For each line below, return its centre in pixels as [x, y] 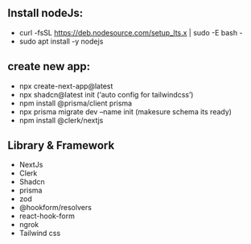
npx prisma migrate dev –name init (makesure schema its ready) [125, 111]
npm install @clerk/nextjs [61, 120]
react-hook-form [47, 216]
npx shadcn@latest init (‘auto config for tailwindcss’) [106, 94]
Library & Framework [61, 145]
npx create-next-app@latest [66, 86]
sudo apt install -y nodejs [61, 41]
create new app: [49, 66]
